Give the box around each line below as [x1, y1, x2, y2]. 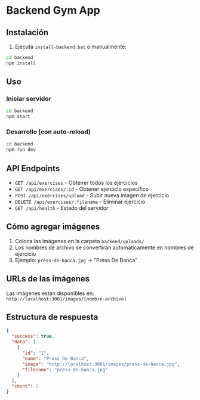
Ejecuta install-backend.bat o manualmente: [14, 43, 127, 50]
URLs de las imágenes [6, 274, 90, 284]
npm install [6, 60, 36, 66]
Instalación [6, 27, 49, 38]
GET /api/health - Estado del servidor [14, 204, 109, 212]
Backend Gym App [6, 4, 100, 17]
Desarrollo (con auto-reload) [6, 128, 91, 136]
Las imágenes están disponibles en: [6, 290, 94, 297]
